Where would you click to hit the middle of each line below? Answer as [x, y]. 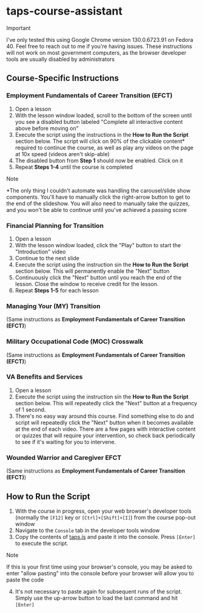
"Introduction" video [40, 252]
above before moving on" [47, 128]
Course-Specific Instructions [63, 78]
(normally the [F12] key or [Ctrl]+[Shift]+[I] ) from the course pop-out [105, 517]
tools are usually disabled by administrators [61, 59]
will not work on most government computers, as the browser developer [96, 52]
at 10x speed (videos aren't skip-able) [62, 154]
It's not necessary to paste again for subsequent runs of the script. [98, 591]
